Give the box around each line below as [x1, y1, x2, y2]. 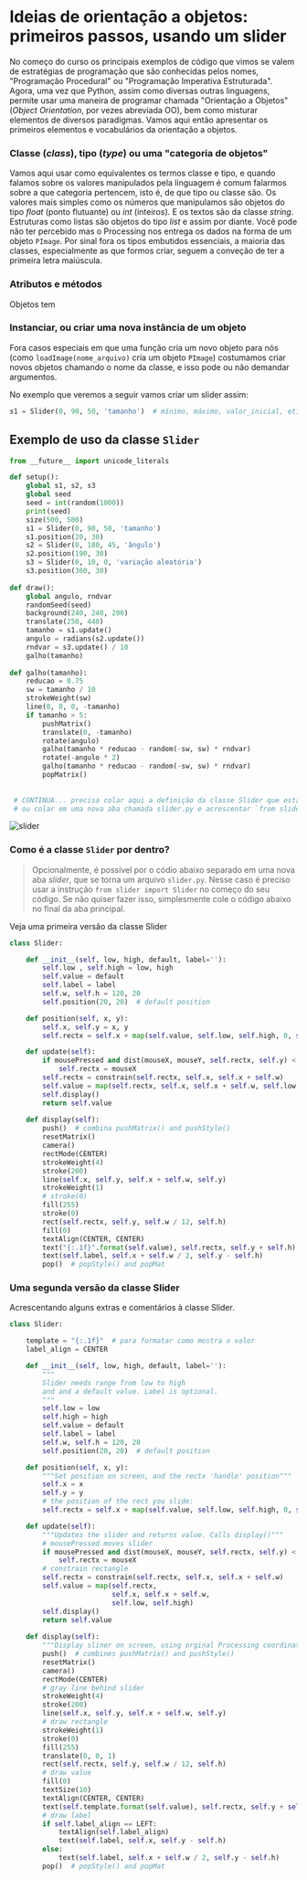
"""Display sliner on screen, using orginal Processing [42, 1641, 259, 1651]
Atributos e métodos [9, 278, 102, 291]
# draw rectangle [42, 1717, 108, 1726]
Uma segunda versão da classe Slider [9, 1281, 180, 1294]
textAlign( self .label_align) [58, 1828, 170, 1837]
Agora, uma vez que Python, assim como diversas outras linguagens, [9, 85, 270, 96]
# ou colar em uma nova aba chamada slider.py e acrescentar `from [13, 804, 276, 813]
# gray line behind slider [42, 1684, 145, 1693]
